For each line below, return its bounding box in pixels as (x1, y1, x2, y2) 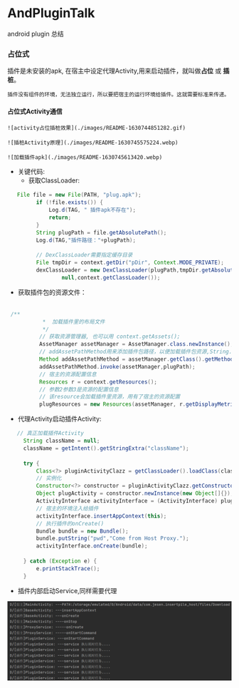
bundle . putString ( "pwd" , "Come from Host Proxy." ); (36, 535, 190, 543)
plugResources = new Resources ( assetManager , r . (38, 401, 186, 408)
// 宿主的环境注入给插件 (36, 505, 99, 512)
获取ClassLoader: (28, 176, 80, 185)
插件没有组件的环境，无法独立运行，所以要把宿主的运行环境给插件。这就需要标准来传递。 (7, 91, 230, 98)
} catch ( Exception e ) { (23, 558, 97, 565)
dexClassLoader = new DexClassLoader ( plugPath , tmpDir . (36, 267, 202, 274)
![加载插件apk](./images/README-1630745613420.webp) (7, 154, 163, 161)
